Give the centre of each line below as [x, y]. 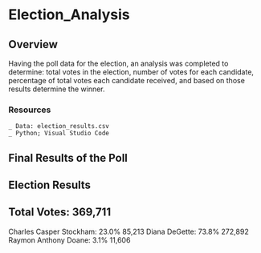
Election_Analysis [69, 15]
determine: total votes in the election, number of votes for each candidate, [131, 72]
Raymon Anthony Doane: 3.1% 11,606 [69, 240]
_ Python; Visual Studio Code [59, 134]
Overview [33, 44]
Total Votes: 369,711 [59, 213]
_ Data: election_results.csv [59, 127]
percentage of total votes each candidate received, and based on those [126, 80]
